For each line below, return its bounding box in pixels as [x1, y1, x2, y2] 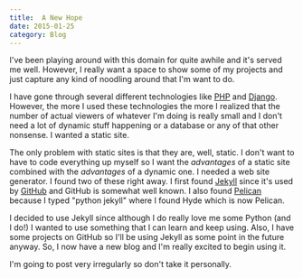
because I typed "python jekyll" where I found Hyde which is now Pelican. [9, 195, 285, 206]
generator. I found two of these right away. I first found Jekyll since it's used [9, 176, 294, 187]
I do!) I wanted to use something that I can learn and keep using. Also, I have [9, 222, 295, 233]
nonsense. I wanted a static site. [9, 130, 129, 141]
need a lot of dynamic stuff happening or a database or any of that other [9, 120, 279, 131]
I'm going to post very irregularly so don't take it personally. [9, 259, 232, 270]
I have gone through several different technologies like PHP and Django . [9, 91, 278, 102]
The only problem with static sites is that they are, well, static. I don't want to [9, 147, 295, 158]
